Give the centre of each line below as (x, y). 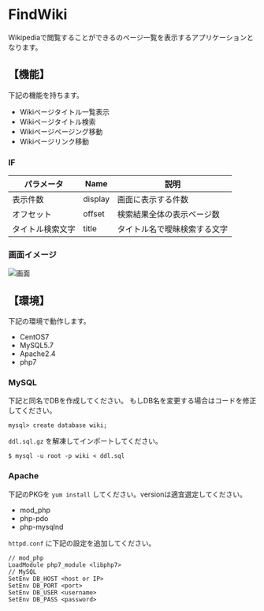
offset (94, 214)
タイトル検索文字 (44, 229)
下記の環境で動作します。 (49, 321)
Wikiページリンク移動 (54, 141)
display (97, 199)
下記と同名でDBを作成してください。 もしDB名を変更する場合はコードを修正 (132, 401)
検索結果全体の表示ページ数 (169, 215)
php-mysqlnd (41, 527)
